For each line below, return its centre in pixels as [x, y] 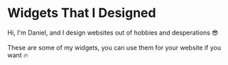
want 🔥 [18, 55]
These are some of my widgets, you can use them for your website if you [114, 47]
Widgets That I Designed [82, 13]
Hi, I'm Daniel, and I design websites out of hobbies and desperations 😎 [113, 32]
